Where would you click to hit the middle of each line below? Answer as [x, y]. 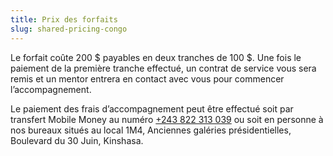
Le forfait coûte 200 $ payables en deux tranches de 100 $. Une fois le [156, 57]
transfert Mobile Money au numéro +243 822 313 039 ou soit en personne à [167, 119]
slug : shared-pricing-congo [69, 29]
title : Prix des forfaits [64, 19]
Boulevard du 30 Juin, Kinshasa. [77, 140]
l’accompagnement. [51, 89]
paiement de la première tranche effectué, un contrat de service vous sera [163, 68]
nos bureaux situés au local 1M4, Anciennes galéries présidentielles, [151, 130]
